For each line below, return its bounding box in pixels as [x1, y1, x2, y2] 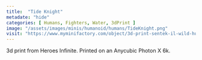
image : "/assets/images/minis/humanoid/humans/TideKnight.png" [6, 25, 168, 31]
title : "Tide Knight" [6, 8, 63, 15]
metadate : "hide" [6, 14, 50, 20]
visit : [6, 31, 23, 37]
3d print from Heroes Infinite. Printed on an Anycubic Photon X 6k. [6, 47, 171, 54]
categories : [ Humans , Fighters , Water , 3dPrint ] [6, 20, 136, 26]
